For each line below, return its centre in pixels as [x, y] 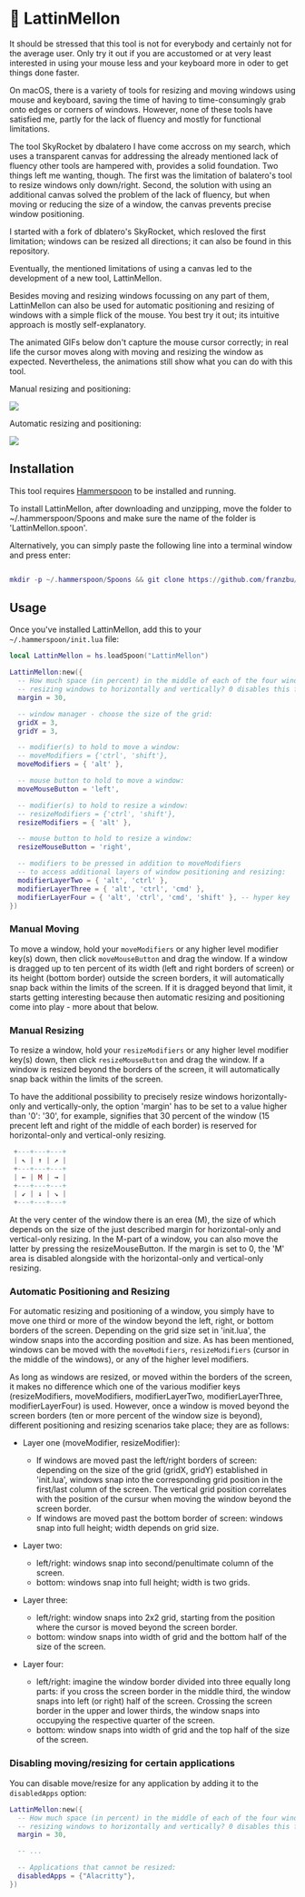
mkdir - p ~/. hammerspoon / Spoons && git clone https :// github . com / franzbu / [154, 579]
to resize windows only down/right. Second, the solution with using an [141, 184]
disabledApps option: [48, 1793]
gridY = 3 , [38, 731]
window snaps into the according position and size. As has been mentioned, [152, 1340]
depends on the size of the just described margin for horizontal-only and [145, 1230]
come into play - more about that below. [84, 1006]
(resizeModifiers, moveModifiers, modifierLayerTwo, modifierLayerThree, [146, 1397]
